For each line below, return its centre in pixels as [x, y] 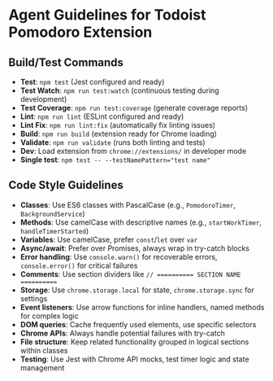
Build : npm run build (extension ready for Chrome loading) [119, 134]
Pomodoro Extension [80, 32]
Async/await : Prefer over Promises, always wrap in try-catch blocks [135, 248]
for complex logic [49, 316]
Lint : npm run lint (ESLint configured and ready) [102, 116]
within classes [44, 350]
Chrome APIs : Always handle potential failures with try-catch [122, 333]
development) [43, 99]
